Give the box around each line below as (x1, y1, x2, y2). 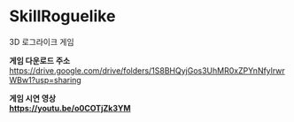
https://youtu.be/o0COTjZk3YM (9, 103, 131, 113)
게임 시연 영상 (9, 93, 56, 103)
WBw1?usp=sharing (9, 74, 81, 85)
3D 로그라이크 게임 (9, 36, 74, 47)
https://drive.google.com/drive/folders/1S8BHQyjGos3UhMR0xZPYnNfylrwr (9, 65, 285, 76)
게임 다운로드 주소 (9, 55, 71, 65)
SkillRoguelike (9, 6, 116, 27)
